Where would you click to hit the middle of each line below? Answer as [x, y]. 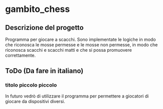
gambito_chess [38, 9]
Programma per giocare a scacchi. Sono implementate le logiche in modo [81, 39]
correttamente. [20, 55]
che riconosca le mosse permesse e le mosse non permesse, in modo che [81, 45]
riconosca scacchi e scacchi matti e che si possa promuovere [69, 50]
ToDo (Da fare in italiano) [44, 71]
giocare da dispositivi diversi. [35, 101]
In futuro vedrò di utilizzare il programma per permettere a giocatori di [77, 96]
